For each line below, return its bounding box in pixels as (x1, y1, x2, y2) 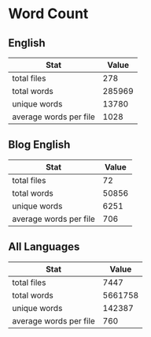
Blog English (8, 138, 71, 152)
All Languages (8, 240, 80, 253)
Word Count (8, 5, 89, 23)
